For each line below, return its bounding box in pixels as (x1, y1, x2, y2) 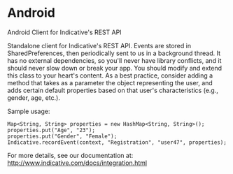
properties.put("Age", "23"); (7, 126, 96, 133)
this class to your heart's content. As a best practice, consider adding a (7, 71, 213, 80)
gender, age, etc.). (7, 93, 61, 102)
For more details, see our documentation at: (7, 151, 134, 159)
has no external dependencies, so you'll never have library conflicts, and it (7, 56, 222, 64)
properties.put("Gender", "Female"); (7, 133, 118, 140)
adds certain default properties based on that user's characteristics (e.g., (7, 86, 218, 94)
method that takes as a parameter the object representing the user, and (7, 78, 213, 87)
